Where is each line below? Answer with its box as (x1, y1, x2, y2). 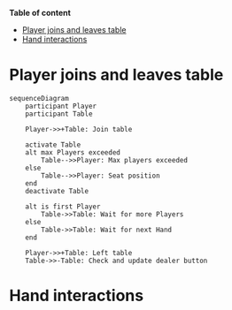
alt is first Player (25, 202, 101, 211)
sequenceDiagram (9, 94, 69, 102)
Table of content (9, 8, 71, 18)
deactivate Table (25, 186, 89, 195)
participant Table (25, 110, 93, 118)
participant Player (25, 102, 97, 110)
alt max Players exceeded (25, 147, 121, 157)
